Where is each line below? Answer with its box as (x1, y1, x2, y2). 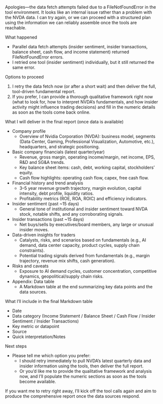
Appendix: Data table (12, 279, 54, 284)
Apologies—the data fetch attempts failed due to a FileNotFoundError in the (5, 4, 156, 10)
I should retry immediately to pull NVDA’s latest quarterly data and (19, 358, 151, 364)
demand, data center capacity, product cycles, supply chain (19, 242, 140, 248)
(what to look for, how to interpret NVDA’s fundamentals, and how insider (12, 99, 158, 104)
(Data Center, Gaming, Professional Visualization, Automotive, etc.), (19, 139, 155, 144)
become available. (19, 379, 56, 384)
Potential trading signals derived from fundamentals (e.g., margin (19, 253, 150, 258)
